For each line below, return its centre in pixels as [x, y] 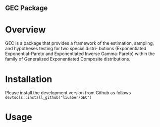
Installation [29, 79]
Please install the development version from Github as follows [68, 93]
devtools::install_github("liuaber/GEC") [49, 98]
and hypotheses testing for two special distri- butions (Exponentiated [76, 49]
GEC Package [27, 8]
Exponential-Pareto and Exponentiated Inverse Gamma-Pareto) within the [80, 54]
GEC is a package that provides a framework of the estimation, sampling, [80, 43]
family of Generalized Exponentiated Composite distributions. [68, 59]
